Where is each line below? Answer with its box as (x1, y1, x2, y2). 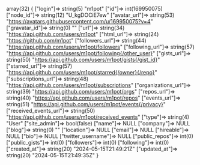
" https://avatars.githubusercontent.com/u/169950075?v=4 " (6, 18, 153, 25)
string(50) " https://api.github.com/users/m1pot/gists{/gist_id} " (6, 56, 160, 63)
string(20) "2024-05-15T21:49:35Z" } (6, 152, 99, 158)
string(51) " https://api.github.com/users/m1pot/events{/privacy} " (6, 101, 166, 107)
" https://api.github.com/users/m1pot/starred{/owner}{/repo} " (6, 69, 157, 76)
